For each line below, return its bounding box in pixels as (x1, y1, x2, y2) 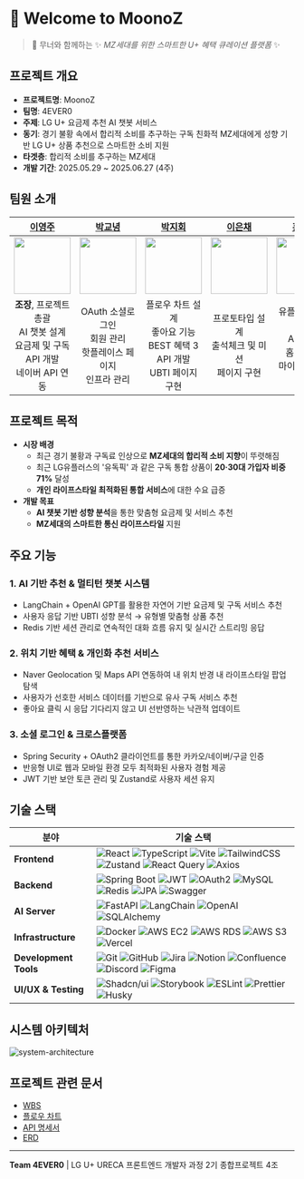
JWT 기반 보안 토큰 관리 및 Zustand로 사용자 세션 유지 (22, 773, 215, 784)
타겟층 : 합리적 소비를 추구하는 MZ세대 (22, 151, 157, 161)
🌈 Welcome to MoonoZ (9, 8, 184, 29)
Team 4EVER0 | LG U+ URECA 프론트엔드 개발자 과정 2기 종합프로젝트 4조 (9, 1160, 279, 1171)
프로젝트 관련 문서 (9, 1075, 103, 1091)
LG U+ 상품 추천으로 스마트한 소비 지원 (32, 140, 170, 151)
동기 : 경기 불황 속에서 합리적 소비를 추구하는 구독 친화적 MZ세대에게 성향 (22, 128, 279, 139)
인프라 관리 (85, 373, 130, 385)
